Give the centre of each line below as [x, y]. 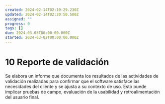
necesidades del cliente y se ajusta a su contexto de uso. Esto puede [76, 86]
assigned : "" [19, 19]
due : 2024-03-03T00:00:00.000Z [38, 33]
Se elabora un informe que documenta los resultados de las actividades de [82, 76]
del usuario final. [22, 97]
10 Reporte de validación [57, 62]
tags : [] [14, 28]
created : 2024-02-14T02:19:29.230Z [42, 10]
